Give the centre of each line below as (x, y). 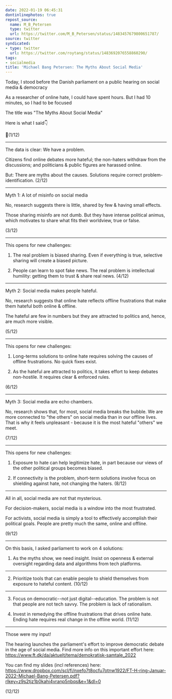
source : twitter (23, 39)
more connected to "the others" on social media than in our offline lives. (81, 417)
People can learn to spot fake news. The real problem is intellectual (83, 270)
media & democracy (26, 87)
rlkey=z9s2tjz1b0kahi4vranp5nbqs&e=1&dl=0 (53, 682)
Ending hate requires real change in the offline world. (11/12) (76, 619)
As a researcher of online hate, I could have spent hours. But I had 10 (78, 98)
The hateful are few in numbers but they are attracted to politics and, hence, (86, 316)
